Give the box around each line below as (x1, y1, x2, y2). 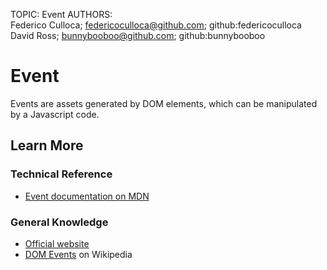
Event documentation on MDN (24, 190, 150, 202)
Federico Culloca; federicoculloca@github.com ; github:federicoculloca (10, 19, 302, 31)
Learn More (10, 137, 84, 154)
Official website (24, 237, 90, 249)
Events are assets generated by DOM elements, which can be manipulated (10, 97, 318, 109)
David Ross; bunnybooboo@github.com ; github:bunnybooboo (10, 30, 266, 41)
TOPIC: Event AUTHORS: (10, 9, 113, 20)
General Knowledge (10, 215, 109, 229)
